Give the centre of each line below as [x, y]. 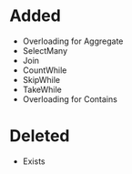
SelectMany [45, 50]
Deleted [40, 136]
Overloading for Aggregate [73, 41]
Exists [34, 161]
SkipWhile [41, 79]
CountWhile [45, 70]
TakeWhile [42, 89]
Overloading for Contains [70, 99]
